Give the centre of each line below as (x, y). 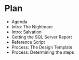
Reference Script (28, 42)
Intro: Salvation (26, 32)
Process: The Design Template (42, 47)
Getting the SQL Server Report (42, 37)
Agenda (19, 22)
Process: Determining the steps (43, 52)
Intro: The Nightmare (32, 26)
